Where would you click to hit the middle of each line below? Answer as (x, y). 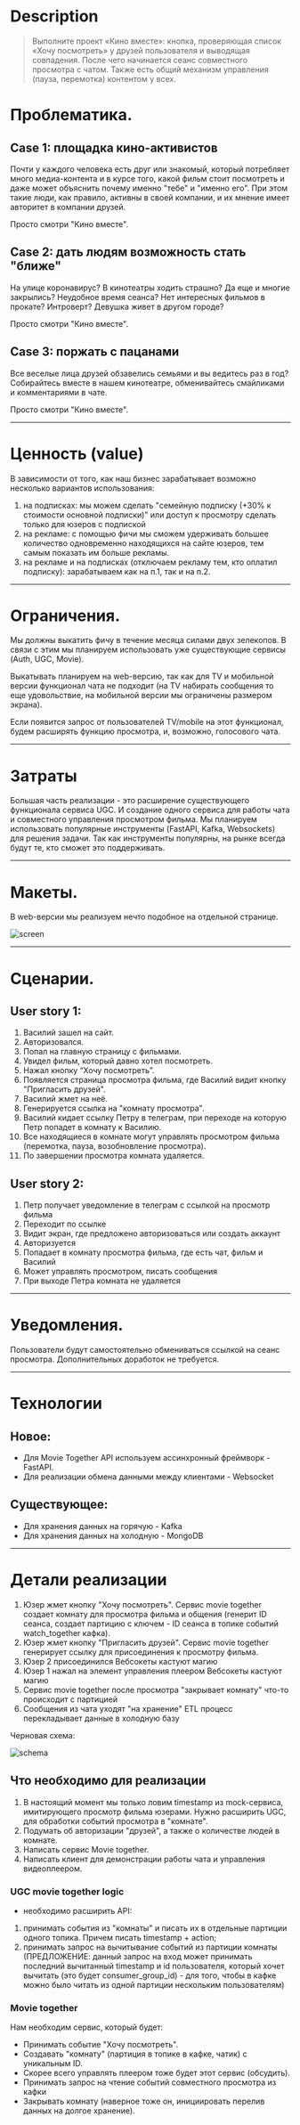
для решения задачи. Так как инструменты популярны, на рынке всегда (148, 838)
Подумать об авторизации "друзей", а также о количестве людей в (151, 1830)
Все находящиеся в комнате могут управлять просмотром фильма (151, 1136)
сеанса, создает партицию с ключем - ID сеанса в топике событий (151, 1624)
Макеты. (44, 892)
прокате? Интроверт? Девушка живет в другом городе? (117, 306)
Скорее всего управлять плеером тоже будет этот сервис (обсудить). (156, 2073)
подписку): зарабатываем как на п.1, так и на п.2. (117, 571)
